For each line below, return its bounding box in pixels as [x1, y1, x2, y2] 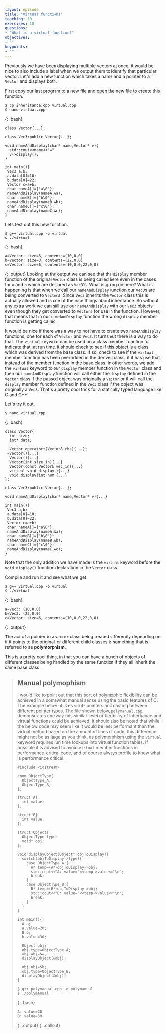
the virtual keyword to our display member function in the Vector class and [5, 365, 162, 371]
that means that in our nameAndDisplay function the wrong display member [5, 313, 157, 319]
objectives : [5, 35, 30, 40]
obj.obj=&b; [22, 965, 47, 970]
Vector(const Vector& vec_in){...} [9, 464, 83, 469]
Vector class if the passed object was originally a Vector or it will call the [5, 376, 153, 382]
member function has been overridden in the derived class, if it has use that [5, 354, 160, 360]
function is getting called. [5, 318, 57, 324]
